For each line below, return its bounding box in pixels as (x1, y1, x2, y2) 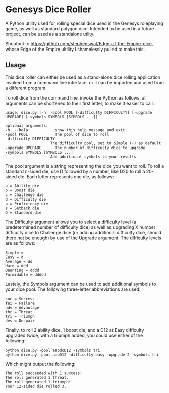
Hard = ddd (5, 263, 28, 268)
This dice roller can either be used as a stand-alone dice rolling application (5, 74, 160, 80)
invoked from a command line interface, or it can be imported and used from (5, 79, 164, 85)
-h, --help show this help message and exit (5, 127, 125, 132)
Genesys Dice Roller (5, 4, 92, 15)
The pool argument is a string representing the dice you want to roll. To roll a (5, 163, 164, 169)
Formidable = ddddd (5, 272, 46, 277)
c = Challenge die (5, 192, 44, 198)
